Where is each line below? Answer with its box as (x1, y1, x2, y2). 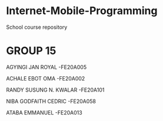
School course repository (6, 23, 68, 31)
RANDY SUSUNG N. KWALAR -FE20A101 (6, 86, 105, 93)
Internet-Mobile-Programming (6, 4, 158, 18)
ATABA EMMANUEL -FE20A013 (6, 109, 82, 116)
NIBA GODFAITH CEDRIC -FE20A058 (6, 98, 96, 105)
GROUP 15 (6, 44, 56, 58)
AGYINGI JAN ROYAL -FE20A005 (6, 63, 87, 70)
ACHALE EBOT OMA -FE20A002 (6, 75, 85, 82)
